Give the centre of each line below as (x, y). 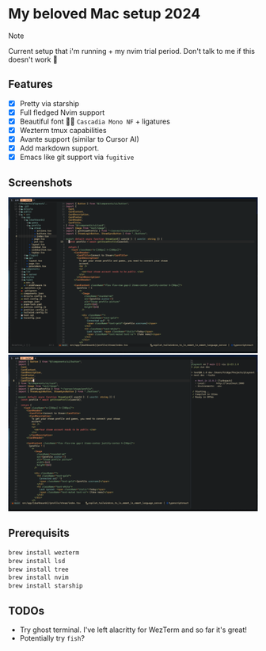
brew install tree (38, 569)
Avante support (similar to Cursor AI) (80, 139)
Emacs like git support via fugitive (77, 157)
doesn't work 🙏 (33, 59)
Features (30, 84)
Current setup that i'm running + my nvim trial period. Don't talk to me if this (132, 51)
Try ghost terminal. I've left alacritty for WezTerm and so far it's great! (133, 630)
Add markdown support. (59, 148)
